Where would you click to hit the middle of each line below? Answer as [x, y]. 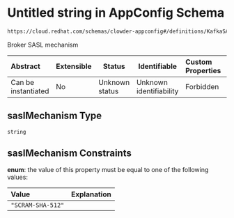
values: [17, 177]
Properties [203, 70]
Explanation [91, 194]
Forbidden [202, 86]
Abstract [25, 66]
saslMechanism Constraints [70, 154]
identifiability [157, 91]
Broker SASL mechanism [43, 45]
